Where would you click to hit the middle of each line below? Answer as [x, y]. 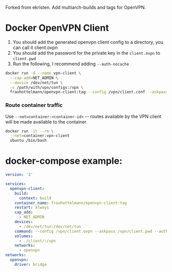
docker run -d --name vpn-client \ [43, 73]
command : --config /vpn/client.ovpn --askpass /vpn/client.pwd [83, 231]
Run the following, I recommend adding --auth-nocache [71, 64]
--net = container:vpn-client [40, 136]
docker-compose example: [64, 161]
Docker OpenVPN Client [57, 28]
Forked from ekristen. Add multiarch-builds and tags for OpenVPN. [76, 7]
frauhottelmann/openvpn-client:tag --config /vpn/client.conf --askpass [89, 92]
